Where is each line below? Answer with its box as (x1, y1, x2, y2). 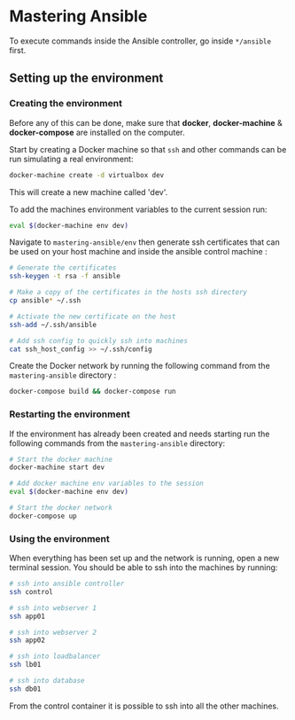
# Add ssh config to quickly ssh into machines (9, 336, 189, 345)
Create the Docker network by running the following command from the (9, 361, 270, 372)
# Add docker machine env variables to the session (9, 479, 204, 489)
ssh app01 (9, 612, 46, 621)
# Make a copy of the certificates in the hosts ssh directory (9, 288, 248, 297)
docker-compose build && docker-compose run (9, 387, 176, 396)
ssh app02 (9, 636, 46, 645)
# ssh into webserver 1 (9, 603, 97, 613)
